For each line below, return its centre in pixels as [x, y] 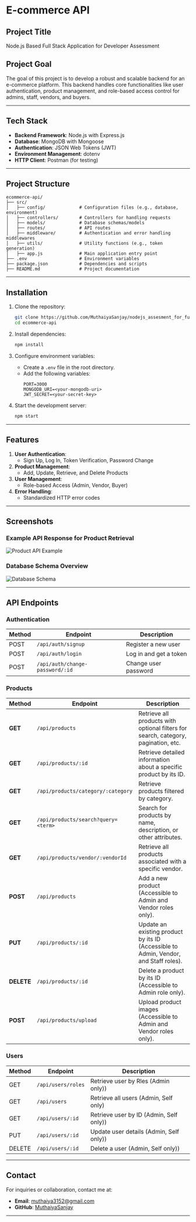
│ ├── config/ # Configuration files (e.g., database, [92, 208]
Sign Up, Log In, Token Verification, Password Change [88, 460]
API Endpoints [32, 603]
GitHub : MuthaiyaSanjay [44, 1207]
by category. [155, 798]
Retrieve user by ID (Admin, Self [134, 1115]
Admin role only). [162, 992]
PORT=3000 [35, 384]
